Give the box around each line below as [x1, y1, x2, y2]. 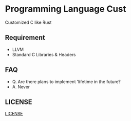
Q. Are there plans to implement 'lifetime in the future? [12, 79, 121, 85]
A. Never [12, 84, 30, 89]
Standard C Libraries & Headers [12, 52, 76, 57]
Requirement [5, 34, 45, 42]
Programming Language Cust [5, 3, 127, 15]
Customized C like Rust [5, 19, 52, 25]
